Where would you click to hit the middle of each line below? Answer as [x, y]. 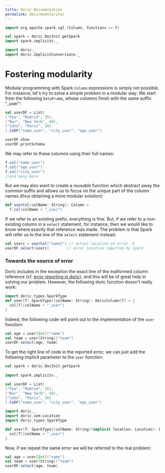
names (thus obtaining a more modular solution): [54, 196]
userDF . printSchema [25, 144]
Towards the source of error [39, 261]
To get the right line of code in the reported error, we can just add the [75, 352]
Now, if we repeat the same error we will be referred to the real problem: [78, 448]
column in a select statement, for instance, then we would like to [87, 224]
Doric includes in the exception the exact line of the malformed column [77, 272]
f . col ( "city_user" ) [25, 172]
